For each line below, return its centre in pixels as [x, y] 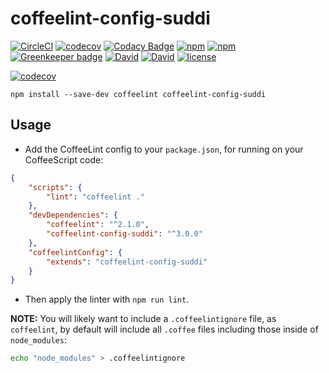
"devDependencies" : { [73, 215]
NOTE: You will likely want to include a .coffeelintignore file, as [143, 319]
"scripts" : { [55, 187]
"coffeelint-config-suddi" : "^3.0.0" [124, 234]
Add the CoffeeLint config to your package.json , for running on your [164, 149]
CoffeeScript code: [64, 159]
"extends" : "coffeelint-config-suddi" [127, 262]
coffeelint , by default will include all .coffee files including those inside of [164, 329]
